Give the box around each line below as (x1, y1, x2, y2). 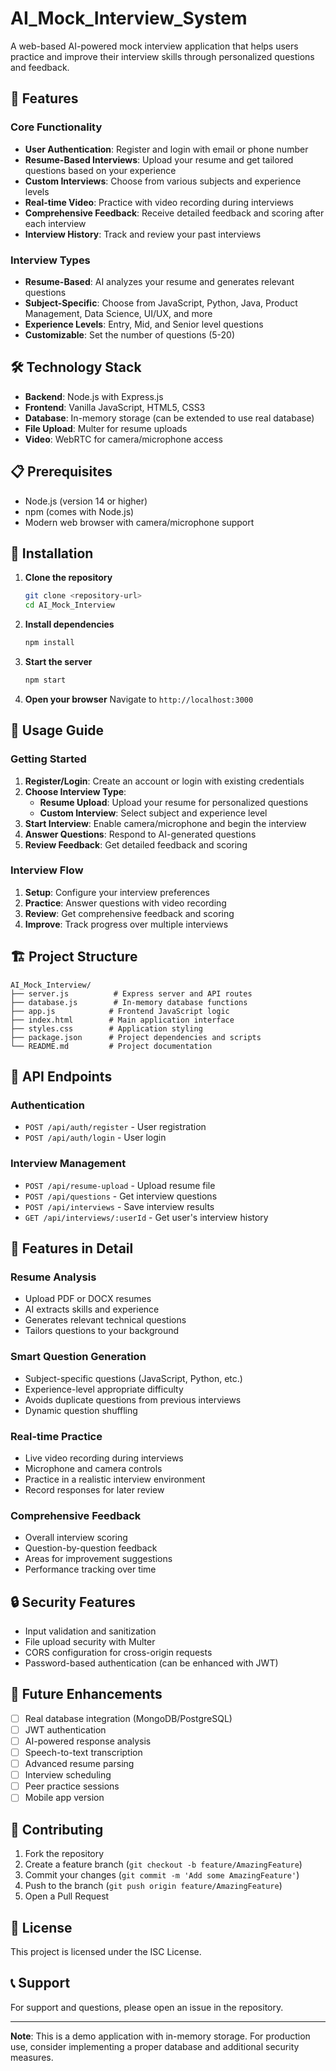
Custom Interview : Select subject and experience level (39, 807, 268, 819)
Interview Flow (10, 863, 84, 877)
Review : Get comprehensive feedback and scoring (24, 907, 235, 919)
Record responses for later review (24, 1483, 165, 1496)
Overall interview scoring (24, 1532, 128, 1544)
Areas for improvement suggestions (24, 1553, 173, 1565)
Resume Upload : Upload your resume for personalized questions (39, 796, 309, 808)
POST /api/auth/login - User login (24, 1132, 167, 1144)
